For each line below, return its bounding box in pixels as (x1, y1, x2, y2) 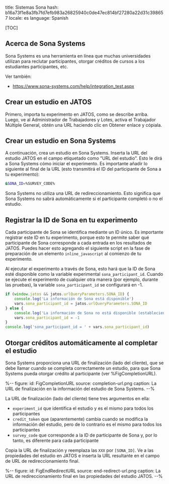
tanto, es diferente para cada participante (12, 437, 99, 444)
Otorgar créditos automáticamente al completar (5, 338, 158, 347)
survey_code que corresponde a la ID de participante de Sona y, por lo (12, 432, 157, 438)
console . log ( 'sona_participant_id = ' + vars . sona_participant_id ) (5, 324, 150, 330)
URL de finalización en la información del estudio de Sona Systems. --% (5, 385, 155, 392)
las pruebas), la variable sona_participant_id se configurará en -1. (5, 282, 143, 288)
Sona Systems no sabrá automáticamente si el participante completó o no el (5, 196, 163, 202)
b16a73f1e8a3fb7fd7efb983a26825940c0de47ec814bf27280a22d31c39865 (5, 10, 163, 16)
